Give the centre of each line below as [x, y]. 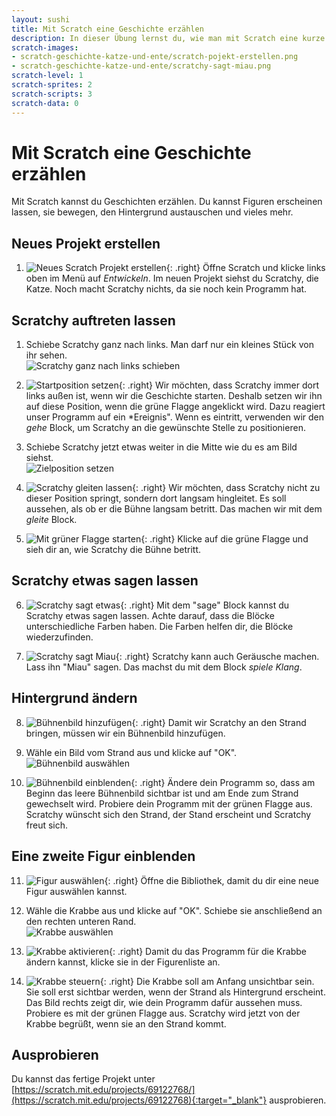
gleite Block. [51, 520]
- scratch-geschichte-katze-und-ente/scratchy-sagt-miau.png [141, 66]
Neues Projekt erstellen [86, 243]
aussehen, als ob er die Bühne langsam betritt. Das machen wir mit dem [174, 509]
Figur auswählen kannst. [76, 891]
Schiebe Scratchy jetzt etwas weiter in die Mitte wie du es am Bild [161, 447]
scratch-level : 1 [47, 76]
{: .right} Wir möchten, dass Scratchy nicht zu [226, 488]
